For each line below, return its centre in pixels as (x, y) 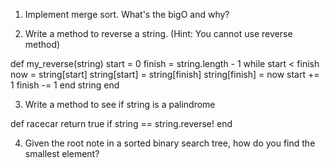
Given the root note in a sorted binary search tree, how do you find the (170, 143)
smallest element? (62, 153)
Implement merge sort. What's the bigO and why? (127, 14)
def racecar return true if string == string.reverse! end (121, 123)
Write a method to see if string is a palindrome (120, 104)
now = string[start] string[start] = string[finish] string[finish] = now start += (165, 74)
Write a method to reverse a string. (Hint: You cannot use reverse (158, 33)
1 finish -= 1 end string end (65, 85)
